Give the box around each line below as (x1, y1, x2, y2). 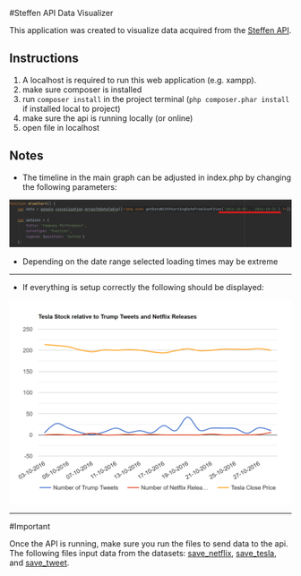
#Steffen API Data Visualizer (9, 8, 114, 18)
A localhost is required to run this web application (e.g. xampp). (21, 74, 257, 85)
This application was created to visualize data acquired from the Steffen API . (9, 25, 292, 35)
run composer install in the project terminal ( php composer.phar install (21, 93, 289, 104)
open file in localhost (21, 122, 100, 133)
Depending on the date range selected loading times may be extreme (21, 255, 279, 267)
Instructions (9, 51, 79, 66)
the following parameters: (21, 181, 117, 192)
